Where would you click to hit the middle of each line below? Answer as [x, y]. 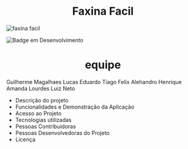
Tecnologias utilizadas [43, 120]
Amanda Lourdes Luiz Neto [41, 88]
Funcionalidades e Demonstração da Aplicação [75, 107]
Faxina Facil [103, 11]
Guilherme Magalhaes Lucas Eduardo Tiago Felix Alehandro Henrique [94, 82]
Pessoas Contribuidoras [46, 126]
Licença [25, 139]
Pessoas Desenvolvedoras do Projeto [62, 132]
